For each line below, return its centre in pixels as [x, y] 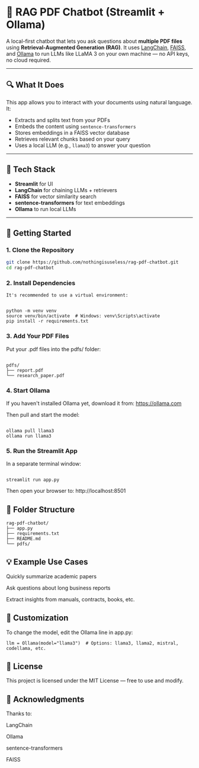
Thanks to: [19, 713]
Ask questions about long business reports [58, 588]
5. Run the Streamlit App [42, 451]
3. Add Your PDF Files [38, 336]
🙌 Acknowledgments [45, 699]
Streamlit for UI [34, 184]
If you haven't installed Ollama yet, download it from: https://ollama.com [94, 403]
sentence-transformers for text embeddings [70, 203]
